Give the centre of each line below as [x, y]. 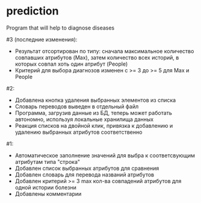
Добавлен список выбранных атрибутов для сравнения [87, 168]
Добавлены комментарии [48, 193]
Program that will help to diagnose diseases [60, 28]
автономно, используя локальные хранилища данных [84, 119]
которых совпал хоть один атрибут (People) [71, 64]
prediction [32, 11]
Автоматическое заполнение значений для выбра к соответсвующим [105, 155]
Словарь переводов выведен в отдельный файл [77, 106]
